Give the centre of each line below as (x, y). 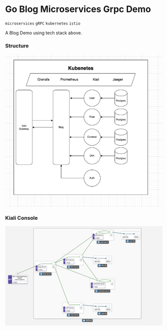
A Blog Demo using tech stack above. (44, 33)
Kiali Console (22, 218)
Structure (17, 46)
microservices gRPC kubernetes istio (43, 24)
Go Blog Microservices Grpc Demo (78, 9)
